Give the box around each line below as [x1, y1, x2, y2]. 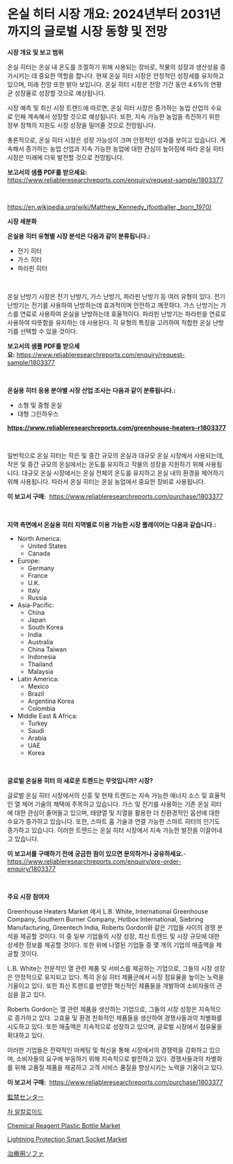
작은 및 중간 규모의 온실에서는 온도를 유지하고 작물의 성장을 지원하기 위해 [7, 460, 204, 468]
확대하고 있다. [7, 1030, 45, 1040]
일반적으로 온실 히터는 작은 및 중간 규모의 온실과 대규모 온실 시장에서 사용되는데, [7, 451, 225, 460]
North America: [17, 534, 61, 542]
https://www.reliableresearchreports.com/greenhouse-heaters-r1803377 [7, 423, 226, 432]
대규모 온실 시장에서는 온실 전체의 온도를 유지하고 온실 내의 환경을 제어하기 [22, 469, 225, 477]
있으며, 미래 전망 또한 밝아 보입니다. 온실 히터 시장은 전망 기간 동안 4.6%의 [7, 80, 209, 88]
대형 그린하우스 [17, 410, 59, 418]
